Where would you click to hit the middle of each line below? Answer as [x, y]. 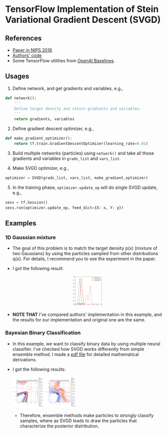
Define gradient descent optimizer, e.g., [53, 129]
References [23, 38]
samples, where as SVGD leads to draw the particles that [78, 421]
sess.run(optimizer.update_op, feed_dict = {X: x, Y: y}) [64, 208]
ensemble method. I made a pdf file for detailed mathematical [76, 354]
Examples [21, 223]
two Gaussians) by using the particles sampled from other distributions [85, 254]
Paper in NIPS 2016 [32, 50]
